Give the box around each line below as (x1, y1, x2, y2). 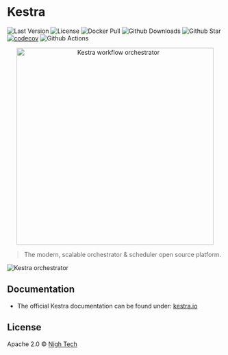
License (7, 321, 42, 333)
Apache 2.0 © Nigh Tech (7, 340, 77, 348)
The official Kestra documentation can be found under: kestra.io (16, 302, 198, 310)
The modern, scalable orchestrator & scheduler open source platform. (23, 250, 221, 258)
